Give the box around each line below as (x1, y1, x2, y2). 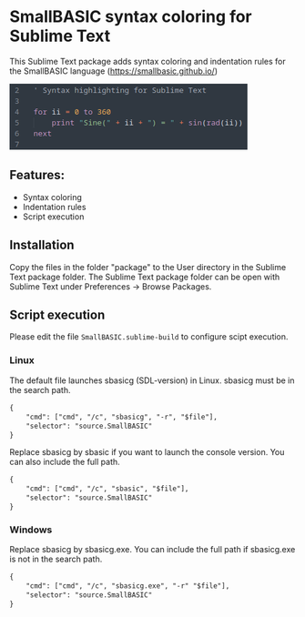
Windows (9, 523, 53, 536)
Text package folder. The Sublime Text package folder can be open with (9, 271, 280, 282)
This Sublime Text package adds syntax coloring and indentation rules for (9, 56, 287, 66)
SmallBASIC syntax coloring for (9, 6, 252, 27)
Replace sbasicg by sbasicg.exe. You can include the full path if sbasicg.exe (9, 543, 296, 554)
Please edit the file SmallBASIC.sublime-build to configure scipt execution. (9, 331, 289, 342)
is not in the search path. (9, 553, 103, 564)
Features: (9, 167, 66, 183)
